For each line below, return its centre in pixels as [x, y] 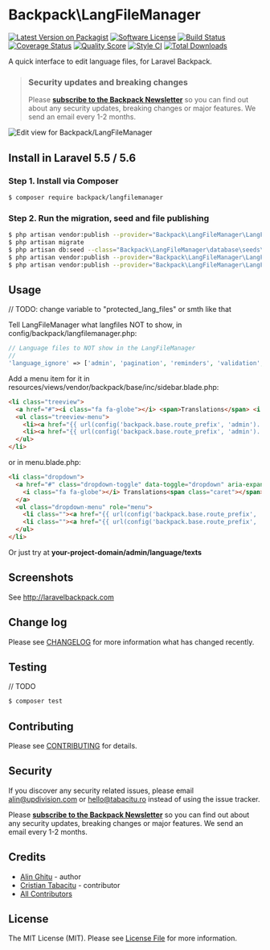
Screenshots [41, 578]
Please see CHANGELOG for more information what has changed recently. [131, 641]
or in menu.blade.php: [45, 463]
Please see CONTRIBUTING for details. [73, 746]
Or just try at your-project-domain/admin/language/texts [105, 552]
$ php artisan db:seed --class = [62, 250]
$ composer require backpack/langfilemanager [86, 197]
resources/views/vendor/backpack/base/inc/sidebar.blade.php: [114, 387]
